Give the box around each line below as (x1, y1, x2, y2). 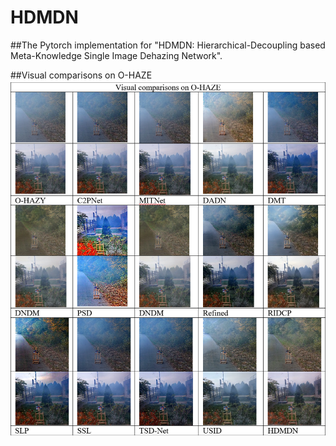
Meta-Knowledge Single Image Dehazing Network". (10, 49, 223, 61)
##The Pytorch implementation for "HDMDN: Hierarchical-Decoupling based (10, 39, 326, 51)
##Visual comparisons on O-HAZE (10, 69, 153, 81)
